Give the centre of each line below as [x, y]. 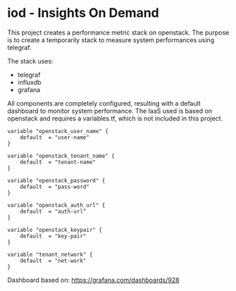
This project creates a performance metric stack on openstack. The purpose [118, 32]
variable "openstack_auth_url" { [56, 205]
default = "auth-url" [53, 211]
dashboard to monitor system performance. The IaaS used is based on [110, 111]
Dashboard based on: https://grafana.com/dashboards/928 [93, 280]
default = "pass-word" [55, 187]
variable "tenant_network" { [50, 254]
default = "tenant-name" [58, 162]
